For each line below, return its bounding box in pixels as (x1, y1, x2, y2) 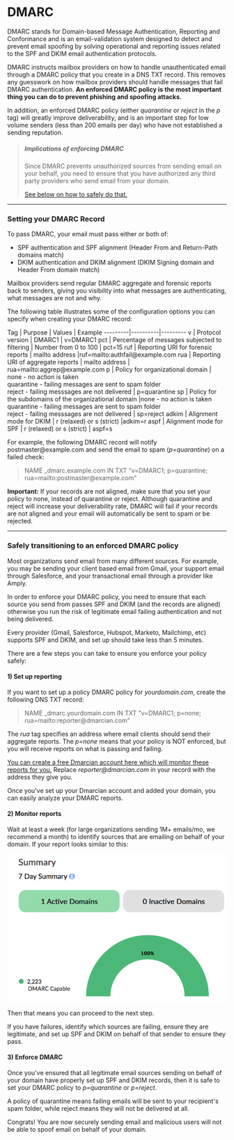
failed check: (7, 453, 45, 461)
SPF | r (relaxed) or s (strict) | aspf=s (7, 424, 113, 433)
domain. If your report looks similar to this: (7, 840, 129, 848)
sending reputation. (7, 128, 63, 137)
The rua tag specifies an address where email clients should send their (7, 730, 211, 738)
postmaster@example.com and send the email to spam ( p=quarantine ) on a (7, 445, 225, 454)
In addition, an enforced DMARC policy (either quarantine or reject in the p (7, 106, 221, 114)
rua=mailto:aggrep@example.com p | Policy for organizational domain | (7, 365, 212, 373)
